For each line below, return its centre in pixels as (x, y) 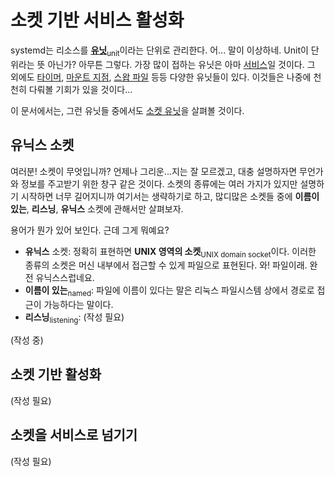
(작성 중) (27, 340)
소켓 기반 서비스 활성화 (97, 20)
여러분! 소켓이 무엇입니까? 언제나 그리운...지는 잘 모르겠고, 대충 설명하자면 (154, 171)
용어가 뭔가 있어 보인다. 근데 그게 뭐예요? (90, 230)
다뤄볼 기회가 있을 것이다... (80, 89)
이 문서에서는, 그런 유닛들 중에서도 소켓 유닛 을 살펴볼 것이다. (127, 110)
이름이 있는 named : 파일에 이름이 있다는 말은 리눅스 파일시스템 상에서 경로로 (169, 291)
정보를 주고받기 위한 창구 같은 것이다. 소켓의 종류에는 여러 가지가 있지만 (159, 183)
